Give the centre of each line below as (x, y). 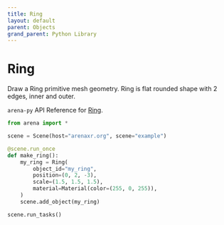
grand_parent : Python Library (52, 34)
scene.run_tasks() (34, 214)
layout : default (31, 21)
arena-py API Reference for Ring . (55, 110)
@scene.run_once (31, 149)
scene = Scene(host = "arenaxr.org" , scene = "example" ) (87, 136)
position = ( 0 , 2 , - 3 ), (65, 175)
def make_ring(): (33, 155)
